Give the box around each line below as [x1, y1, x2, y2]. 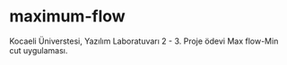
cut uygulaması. [9, 45, 68, 55]
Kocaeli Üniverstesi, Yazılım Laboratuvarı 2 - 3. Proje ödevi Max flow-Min [9, 36, 279, 46]
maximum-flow [9, 6, 126, 27]
